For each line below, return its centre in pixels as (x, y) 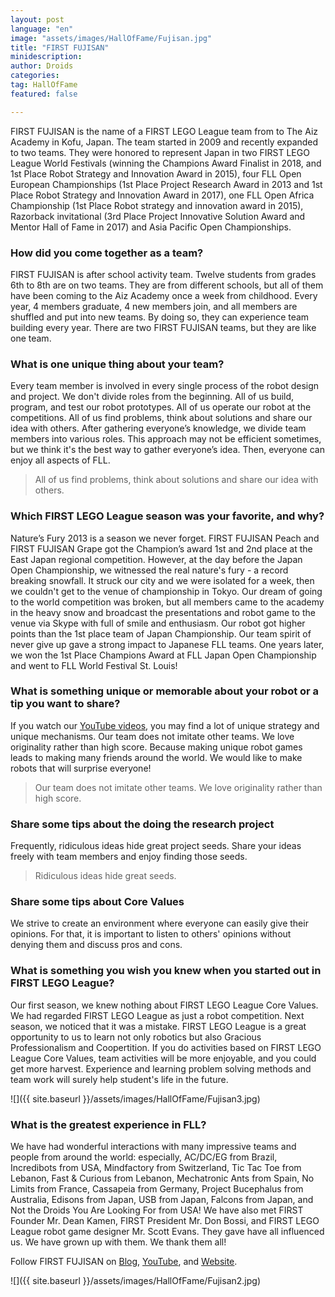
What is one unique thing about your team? (117, 364)
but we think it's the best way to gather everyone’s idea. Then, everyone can (167, 450)
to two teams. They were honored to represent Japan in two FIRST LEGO (160, 152)
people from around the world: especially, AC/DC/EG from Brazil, (144, 1157)
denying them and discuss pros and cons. (96, 945)
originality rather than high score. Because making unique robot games (156, 747)
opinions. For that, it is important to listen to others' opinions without (151, 934)
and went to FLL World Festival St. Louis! (94, 665)
